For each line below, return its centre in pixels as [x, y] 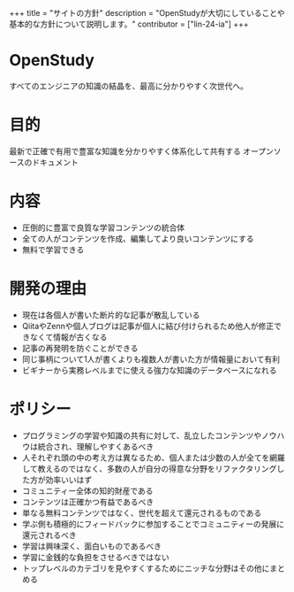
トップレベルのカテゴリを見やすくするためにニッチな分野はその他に [146, 568]
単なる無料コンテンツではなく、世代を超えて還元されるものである [142, 512]
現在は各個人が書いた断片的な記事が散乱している [111, 315]
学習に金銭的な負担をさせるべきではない [95, 557]
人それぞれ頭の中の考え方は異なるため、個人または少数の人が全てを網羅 [153, 457]
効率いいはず [69, 480]
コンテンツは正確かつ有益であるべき [88, 502]
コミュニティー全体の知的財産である [87, 490]
